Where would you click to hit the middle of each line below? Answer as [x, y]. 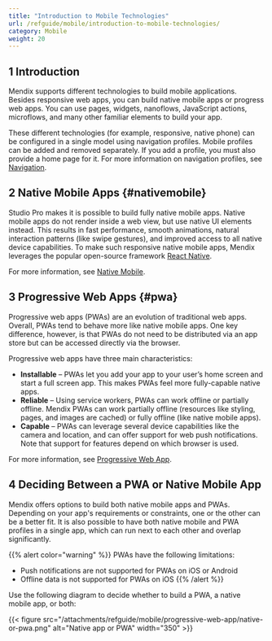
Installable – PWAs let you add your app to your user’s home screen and [141, 374]
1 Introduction [44, 71]
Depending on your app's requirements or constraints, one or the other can [134, 512]
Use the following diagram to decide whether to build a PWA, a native [125, 595]
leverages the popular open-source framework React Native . [110, 255]
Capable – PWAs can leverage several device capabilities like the [129, 426]
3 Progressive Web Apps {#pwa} [93, 297]
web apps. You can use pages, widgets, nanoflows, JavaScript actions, [128, 109]
